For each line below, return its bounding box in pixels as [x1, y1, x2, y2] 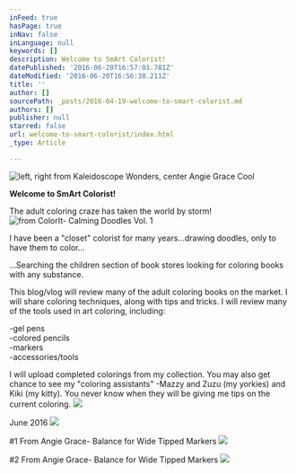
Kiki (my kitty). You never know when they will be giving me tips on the [9, 388, 271, 399]
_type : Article [9, 138, 66, 147]
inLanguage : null [9, 38, 74, 48]
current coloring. [9, 399, 72, 409]
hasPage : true [9, 22, 63, 31]
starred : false [9, 122, 66, 131]
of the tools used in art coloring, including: [9, 305, 166, 316]
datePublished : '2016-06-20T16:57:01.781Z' [9, 64, 175, 73]
